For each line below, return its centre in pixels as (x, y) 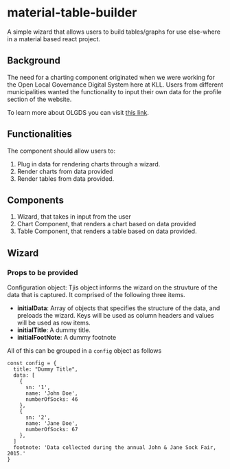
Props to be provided (43, 272)
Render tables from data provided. (66, 178)
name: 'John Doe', (51, 393)
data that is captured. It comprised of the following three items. (96, 295)
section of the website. (39, 99)
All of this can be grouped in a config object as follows (84, 351)
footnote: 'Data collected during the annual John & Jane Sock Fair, (115, 448)
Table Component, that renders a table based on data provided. (107, 231)
